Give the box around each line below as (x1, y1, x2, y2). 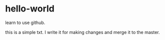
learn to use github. (5, 19, 45, 25)
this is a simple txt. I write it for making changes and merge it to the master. (5, 29, 160, 35)
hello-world (5, 3, 55, 14)
